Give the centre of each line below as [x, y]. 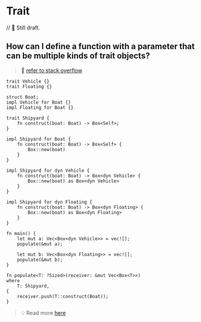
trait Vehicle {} [28, 81]
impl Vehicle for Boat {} [38, 102]
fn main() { [21, 233]
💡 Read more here [43, 312]
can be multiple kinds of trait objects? [78, 56]
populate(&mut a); [40, 244]
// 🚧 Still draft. [23, 28]
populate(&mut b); [40, 260]
